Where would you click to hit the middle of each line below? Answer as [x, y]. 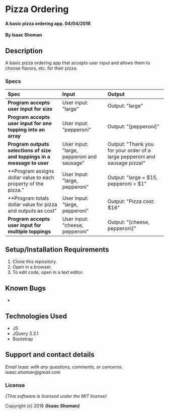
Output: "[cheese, [129, 222]
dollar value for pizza [32, 205]
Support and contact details [50, 355]
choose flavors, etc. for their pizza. [41, 68]
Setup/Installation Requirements [57, 249]
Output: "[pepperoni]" [133, 127]
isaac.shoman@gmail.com [33, 372]
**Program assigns [31, 171]
